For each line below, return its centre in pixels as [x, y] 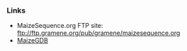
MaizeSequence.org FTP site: [60, 26]
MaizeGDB [33, 41]
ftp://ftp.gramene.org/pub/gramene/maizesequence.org [98, 33]
